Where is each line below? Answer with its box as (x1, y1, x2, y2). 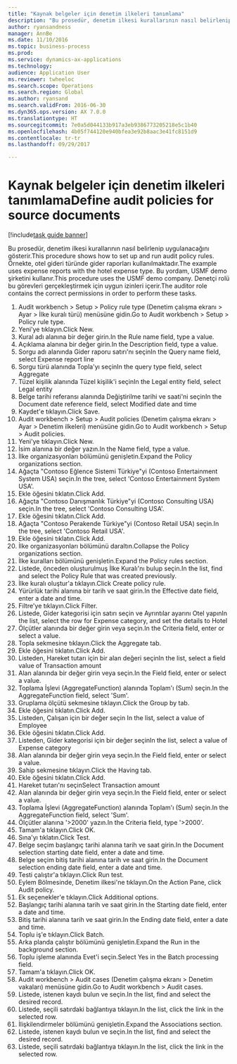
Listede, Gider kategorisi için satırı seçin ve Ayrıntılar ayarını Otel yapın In (18, 609, 228, 617)
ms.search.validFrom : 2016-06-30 (8, 102, 106, 109)
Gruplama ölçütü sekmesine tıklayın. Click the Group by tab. (18, 699, 190, 707)
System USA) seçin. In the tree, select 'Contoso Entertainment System (18, 475, 220, 483)
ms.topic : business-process (8, 43, 91, 50)
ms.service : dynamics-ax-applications (8, 56, 122, 63)
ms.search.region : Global (8, 89, 84, 96)
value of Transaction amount (18, 662, 101, 670)
